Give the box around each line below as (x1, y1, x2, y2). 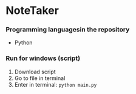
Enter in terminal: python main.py (14, 81, 97, 88)
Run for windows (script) (5, 54, 80, 62)
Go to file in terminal (14, 74, 66, 82)
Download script (14, 68, 56, 75)
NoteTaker (5, 4, 59, 18)
